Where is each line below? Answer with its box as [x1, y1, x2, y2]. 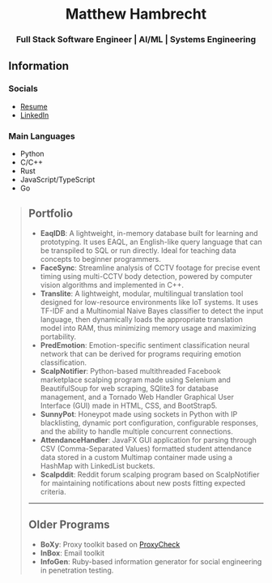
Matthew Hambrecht [65, 5, 207, 24]
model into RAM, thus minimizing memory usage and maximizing [40, 323, 257, 332]
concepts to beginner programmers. [40, 254, 162, 264]
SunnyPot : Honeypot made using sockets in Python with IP [40, 409, 238, 418]
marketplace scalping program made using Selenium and [40, 375, 231, 384]
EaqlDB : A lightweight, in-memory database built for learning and [40, 228, 258, 238]
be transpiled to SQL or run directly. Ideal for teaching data [40, 245, 236, 255]
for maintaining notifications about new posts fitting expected [40, 478, 245, 487]
